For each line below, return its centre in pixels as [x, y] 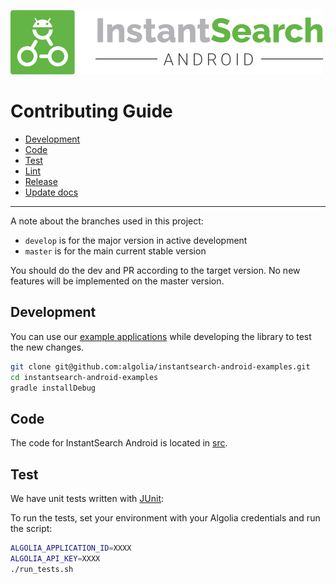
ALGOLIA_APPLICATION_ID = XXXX [71, 548]
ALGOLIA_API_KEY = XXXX [55, 558]
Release [41, 181]
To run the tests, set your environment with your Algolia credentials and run [165, 518]
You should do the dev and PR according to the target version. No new [155, 270]
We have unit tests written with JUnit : [87, 498]
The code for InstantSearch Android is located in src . [119, 443]
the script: [31, 528]
